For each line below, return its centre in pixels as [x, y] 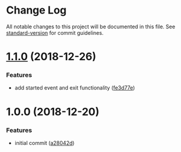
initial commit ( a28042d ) [45, 143]
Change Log [36, 10]
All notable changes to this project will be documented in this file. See [91, 27]
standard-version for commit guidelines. [55, 32]
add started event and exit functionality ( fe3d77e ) [75, 88]
